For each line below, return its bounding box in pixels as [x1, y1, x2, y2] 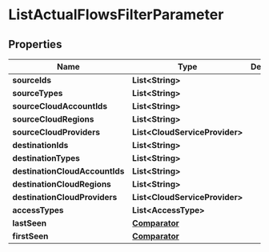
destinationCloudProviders [12, 192, 118, 202]
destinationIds [12, 140, 69, 150]
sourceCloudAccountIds [12, 101, 108, 111]
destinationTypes [12, 153, 80, 163]
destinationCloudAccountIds [12, 166, 125, 177]
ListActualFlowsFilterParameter [8, 6, 224, 24]
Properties [8, 38, 62, 51]
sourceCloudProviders [12, 126, 100, 138]
